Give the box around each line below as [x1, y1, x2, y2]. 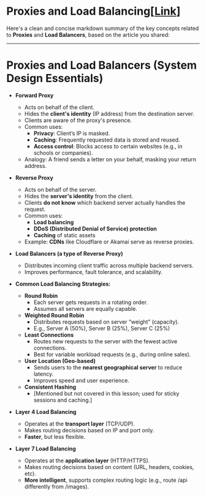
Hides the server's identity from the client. [24, 192, 134, 200]
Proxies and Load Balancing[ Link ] [6, 4, 181, 18]
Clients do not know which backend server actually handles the [24, 199, 186, 206]
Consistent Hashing [24, 383, 77, 391]
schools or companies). [33, 149, 93, 156]
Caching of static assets [33, 231, 96, 238]
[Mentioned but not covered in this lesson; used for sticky [33, 389, 180, 397]
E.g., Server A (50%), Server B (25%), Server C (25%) [33, 324, 170, 332]
